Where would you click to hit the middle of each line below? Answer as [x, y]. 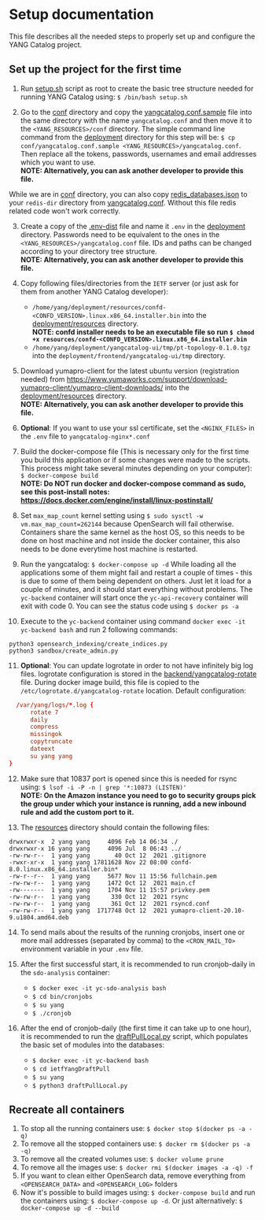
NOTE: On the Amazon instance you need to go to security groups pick [138, 795]
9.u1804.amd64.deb [39, 917]
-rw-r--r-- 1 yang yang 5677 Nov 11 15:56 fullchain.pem [113, 876]
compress [44, 727]
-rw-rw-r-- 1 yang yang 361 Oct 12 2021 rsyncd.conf [110, 904]
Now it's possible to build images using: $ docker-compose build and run [138, 1192]
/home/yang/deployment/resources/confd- [99, 307]
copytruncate [51, 741]
